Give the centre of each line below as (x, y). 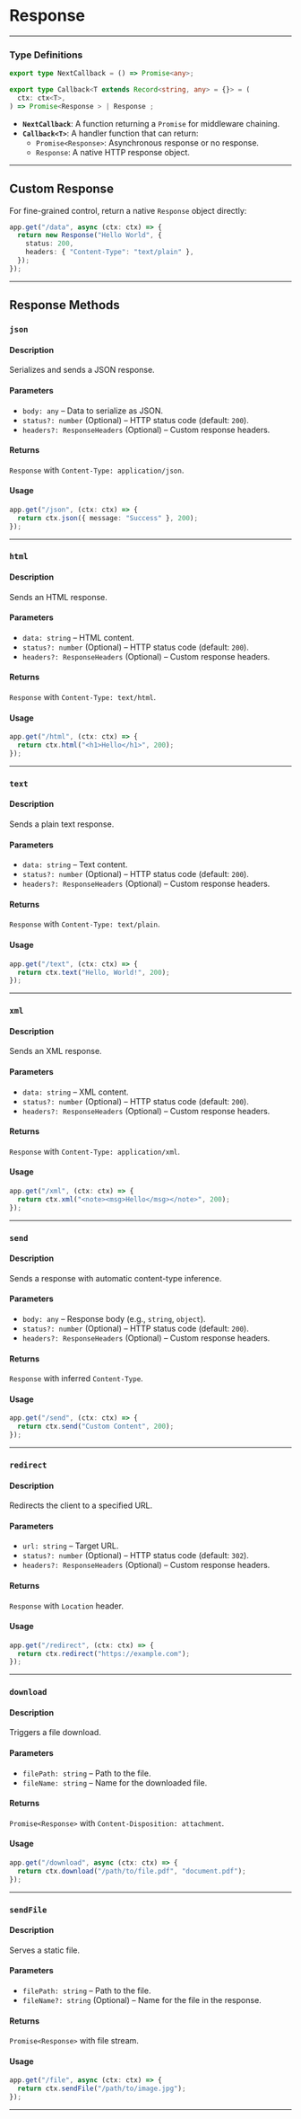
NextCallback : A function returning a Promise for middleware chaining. (151, 123)
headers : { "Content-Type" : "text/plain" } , (110, 253)
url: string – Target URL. (70, 1546)
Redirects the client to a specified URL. (81, 1505)
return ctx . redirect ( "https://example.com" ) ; (104, 1654)
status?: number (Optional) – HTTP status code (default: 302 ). (135, 1556)
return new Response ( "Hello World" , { (90, 235)
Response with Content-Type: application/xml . (95, 1151)
